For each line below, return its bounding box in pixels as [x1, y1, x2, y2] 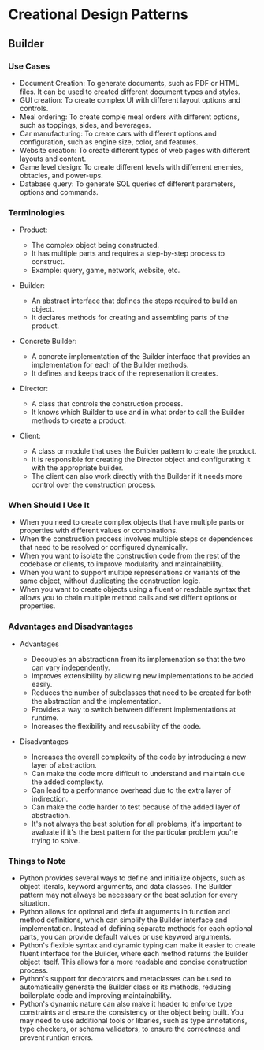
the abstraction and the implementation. [31, 696, 162, 705]
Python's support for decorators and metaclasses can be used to [19, 974, 232, 984]
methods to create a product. [31, 416, 126, 425]
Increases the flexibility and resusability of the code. [31, 721, 202, 731]
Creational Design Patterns [8, 6, 188, 24]
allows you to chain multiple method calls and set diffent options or [19, 593, 238, 603]
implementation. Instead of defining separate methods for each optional [19, 924, 254, 933]
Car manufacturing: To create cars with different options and [19, 129, 217, 138]
